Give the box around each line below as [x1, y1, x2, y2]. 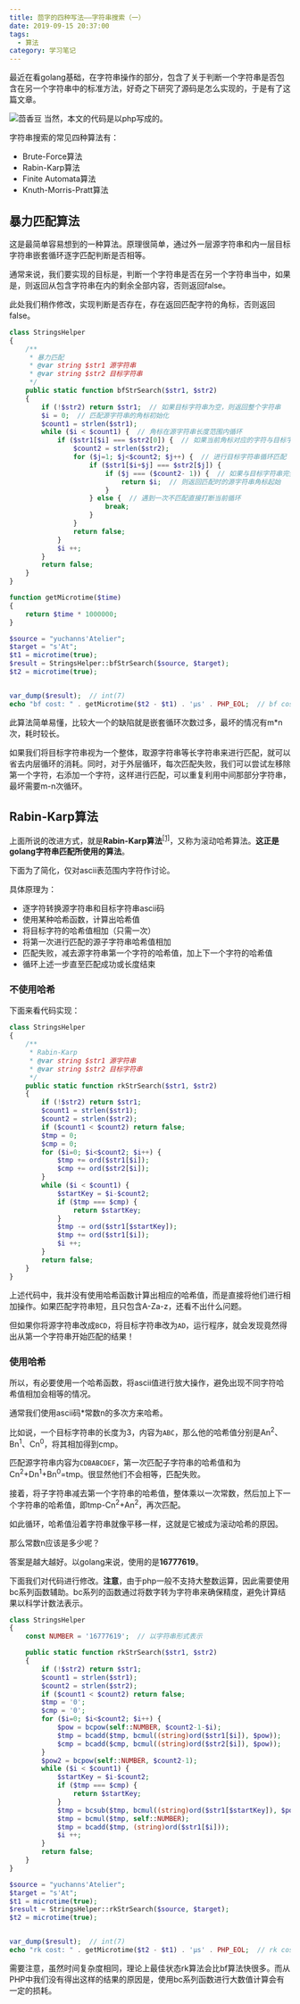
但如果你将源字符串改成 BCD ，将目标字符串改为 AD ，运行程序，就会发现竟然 [9, 1319, 279, 1331]
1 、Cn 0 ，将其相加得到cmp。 [19, 1437, 123, 1449]
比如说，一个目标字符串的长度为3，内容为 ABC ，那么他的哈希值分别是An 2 [9, 1425, 275, 1438]
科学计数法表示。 [24, 1598, 87, 1608]
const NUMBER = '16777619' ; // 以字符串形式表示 [25, 1632, 203, 1641]
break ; [104, 502, 129, 512]
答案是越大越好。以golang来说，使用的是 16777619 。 [9, 1556, 204, 1567]
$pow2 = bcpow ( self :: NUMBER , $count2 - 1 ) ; [41, 1756, 198, 1765]
